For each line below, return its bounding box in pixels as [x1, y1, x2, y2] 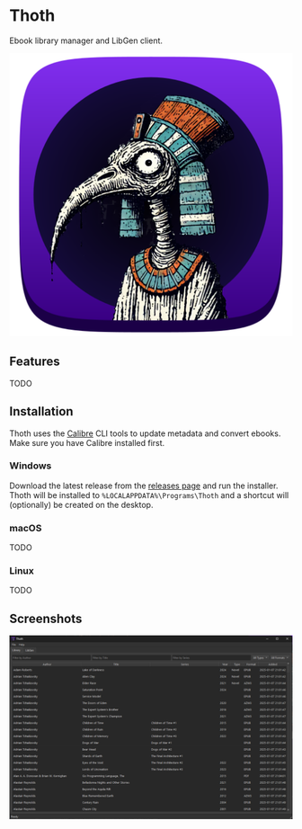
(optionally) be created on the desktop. [9, 499, 154, 510]
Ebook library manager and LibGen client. [9, 35, 164, 46]
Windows [9, 459, 52, 472]
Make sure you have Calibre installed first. [9, 437, 165, 448]
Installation [9, 404, 74, 419]
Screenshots [9, 611, 83, 626]
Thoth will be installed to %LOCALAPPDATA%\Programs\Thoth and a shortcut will [9, 489, 289, 500]
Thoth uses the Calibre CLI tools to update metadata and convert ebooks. [9, 428, 281, 439]
